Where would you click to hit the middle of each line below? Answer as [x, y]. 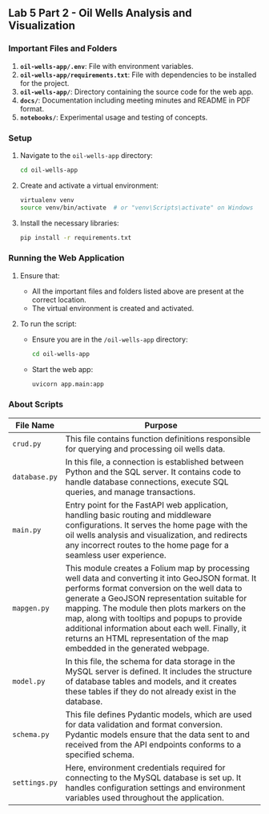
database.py [35, 477]
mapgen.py [31, 608]
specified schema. [100, 755]
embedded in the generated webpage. [137, 648]
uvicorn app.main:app [68, 384]
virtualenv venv [47, 200]
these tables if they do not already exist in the [151, 691]
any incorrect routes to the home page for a [147, 545]
